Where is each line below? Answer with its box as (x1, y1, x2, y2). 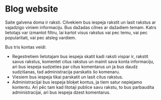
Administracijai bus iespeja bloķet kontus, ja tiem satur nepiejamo (12, 79, 143, 85)
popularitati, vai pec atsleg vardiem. (5, 35, 76, 41)
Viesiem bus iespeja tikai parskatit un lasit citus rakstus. (12, 74, 123, 80)
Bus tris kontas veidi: (5, 44, 47, 50)
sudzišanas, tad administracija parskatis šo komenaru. (12, 69, 120, 74)
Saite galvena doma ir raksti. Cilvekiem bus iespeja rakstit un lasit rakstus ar (5, 19, 156, 25)
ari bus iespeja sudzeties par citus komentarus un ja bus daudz (12, 64, 138, 70)
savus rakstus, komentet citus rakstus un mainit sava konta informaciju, (12, 58, 155, 64)
